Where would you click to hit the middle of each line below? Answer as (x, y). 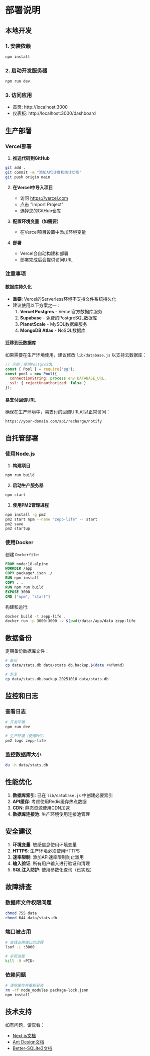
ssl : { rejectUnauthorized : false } (48, 383)
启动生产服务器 (28, 485)
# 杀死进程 (15, 956)
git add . (16, 167)
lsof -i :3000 (20, 947)
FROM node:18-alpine (27, 564)
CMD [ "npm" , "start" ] (28, 596)
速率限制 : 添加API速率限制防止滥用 (48, 857)
